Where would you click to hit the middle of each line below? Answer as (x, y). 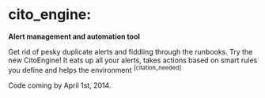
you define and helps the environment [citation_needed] (95, 69)
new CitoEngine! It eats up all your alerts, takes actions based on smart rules (133, 60)
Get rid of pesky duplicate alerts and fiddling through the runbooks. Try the (131, 51)
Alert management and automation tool (74, 36)
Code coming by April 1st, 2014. (60, 85)
